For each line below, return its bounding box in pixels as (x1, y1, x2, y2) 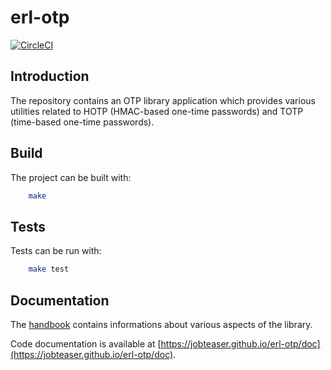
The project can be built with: (10, 171, 132, 183)
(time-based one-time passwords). (10, 116, 155, 128)
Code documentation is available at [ (10, 337, 162, 350)
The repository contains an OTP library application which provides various (10, 94, 316, 106)
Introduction (10, 68, 90, 85)
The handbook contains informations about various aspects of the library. (10, 318, 313, 330)
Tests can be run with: (10, 245, 102, 257)
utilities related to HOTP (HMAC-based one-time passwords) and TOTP (10, 105, 304, 117)
